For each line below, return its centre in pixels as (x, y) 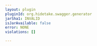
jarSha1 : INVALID (23, 18)
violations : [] (20, 32)
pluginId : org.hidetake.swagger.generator (48, 14)
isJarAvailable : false (28, 23)
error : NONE (17, 28)
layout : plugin (20, 9)
